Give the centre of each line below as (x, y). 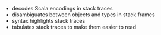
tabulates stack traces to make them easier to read (74, 27)
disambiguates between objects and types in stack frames (83, 15)
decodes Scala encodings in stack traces (62, 8)
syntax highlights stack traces (48, 21)
